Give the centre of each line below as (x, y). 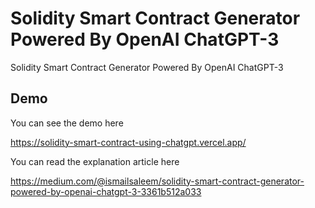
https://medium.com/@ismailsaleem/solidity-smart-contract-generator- (157, 181)
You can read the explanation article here (95, 161)
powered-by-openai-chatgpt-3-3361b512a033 (106, 191)
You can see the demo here (67, 123)
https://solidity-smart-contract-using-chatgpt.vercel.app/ (128, 142)
